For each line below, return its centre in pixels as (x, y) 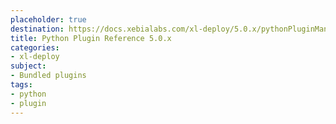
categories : (35, 47)
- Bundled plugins (48, 76)
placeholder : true (48, 19)
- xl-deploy (35, 57)
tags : (21, 85)
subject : (28, 66)
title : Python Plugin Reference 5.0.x (91, 38)
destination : (37, 29)
